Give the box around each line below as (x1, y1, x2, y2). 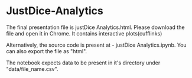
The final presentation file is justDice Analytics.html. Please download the (6, 24, 185, 31)
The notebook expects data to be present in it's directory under (6, 59, 161, 66)
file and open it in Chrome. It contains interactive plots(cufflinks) (6, 30, 162, 37)
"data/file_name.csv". (6, 65, 58, 72)
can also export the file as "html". (6, 47, 87, 54)
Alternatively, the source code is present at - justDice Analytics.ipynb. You (6, 41, 187, 48)
